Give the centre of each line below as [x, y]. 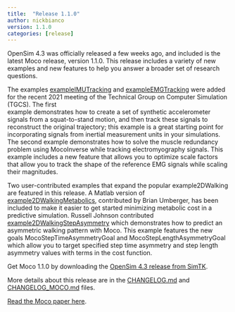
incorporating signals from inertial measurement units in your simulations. [114, 135]
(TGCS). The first [32, 105]
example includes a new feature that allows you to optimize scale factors [113, 157]
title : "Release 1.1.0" [44, 14]
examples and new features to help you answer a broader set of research [114, 68]
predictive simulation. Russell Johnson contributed [81, 216]
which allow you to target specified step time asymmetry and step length [113, 245]
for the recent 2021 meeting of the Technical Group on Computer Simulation [117, 97]
